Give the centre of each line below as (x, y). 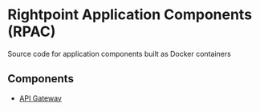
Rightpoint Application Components (130, 15)
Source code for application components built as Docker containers (120, 54)
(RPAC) (32, 32)
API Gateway (40, 98)
